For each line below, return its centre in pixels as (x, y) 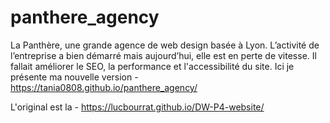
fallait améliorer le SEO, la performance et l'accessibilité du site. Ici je (152, 66)
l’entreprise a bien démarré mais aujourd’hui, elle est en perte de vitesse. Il (163, 55)
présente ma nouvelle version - (74, 77)
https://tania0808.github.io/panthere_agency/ (104, 87)
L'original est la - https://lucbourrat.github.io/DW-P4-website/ (137, 107)
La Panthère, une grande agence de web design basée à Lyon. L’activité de (165, 45)
